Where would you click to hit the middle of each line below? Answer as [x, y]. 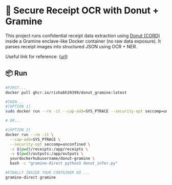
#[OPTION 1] [18, 107]
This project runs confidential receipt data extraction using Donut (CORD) [83, 35]
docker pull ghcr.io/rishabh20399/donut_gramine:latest [66, 92]
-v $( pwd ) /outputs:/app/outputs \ [47, 154]
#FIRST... [16, 88]
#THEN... [15, 102]
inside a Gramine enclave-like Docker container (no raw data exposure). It [83, 41]
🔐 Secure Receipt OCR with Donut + [82, 11]
